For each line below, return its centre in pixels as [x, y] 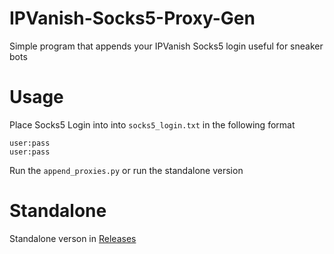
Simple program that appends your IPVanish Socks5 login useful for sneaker [166, 46]
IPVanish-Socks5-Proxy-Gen [132, 18]
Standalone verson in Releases [73, 238]
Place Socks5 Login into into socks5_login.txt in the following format [152, 124]
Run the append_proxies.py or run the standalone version [126, 170]
